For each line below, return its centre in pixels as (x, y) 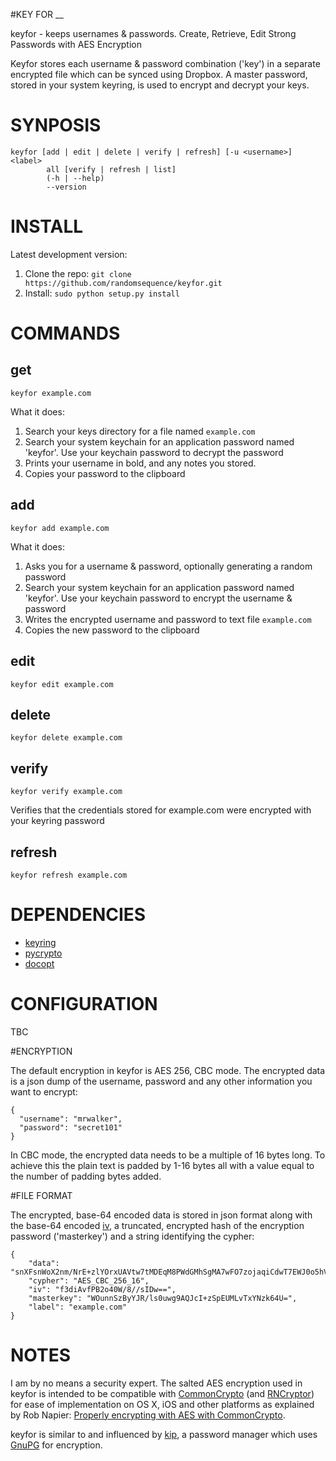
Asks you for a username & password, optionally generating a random (168, 566)
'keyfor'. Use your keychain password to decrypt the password (154, 452)
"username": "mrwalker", (71, 1119)
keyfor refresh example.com (69, 875)
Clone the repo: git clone (78, 273)
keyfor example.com (51, 393)
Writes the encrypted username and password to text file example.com (168, 619)
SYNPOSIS (56, 125)
